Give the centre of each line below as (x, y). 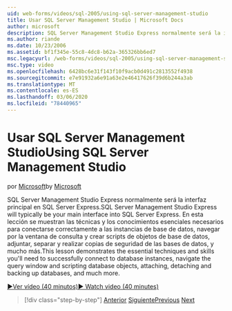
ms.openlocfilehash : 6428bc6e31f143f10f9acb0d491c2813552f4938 (100, 71)
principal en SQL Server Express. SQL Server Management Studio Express (112, 207)
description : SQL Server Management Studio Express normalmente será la (114, 33)
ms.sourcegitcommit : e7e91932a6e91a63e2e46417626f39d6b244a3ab (100, 78)
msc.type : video (30, 65)
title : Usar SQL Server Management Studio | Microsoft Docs (96, 20)
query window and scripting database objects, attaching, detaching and (109, 265)
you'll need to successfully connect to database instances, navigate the (109, 258)
